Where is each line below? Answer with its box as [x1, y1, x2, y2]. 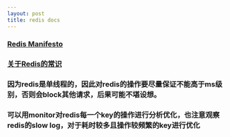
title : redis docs [7, 17, 60, 24]
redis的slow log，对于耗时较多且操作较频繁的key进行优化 [7, 120, 201, 130]
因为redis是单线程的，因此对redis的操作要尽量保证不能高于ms [7, 80, 216, 89]
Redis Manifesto [7, 39, 64, 49]
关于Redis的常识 [7, 60, 62, 69]
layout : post [7, 10, 45, 17]
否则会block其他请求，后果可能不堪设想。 [21, 90, 161, 100]
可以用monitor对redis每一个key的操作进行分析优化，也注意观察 [7, 110, 220, 120]
